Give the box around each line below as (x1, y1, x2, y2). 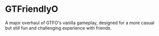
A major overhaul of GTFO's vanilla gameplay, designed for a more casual (5, 20, 155, 26)
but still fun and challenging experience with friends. (5, 25, 112, 31)
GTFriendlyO (5, 3, 58, 15)
